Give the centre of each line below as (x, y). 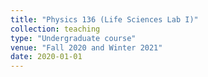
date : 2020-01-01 (46, 57)
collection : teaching (55, 29)
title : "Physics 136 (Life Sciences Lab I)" (104, 19)
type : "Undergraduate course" (73, 38)
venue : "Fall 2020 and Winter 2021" (86, 47)
